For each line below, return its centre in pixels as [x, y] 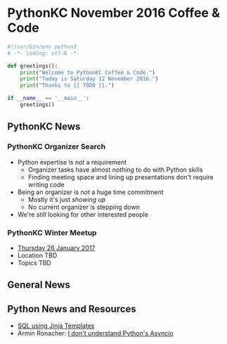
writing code [46, 184]
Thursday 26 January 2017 [56, 248]
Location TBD [37, 255]
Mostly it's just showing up [67, 199]
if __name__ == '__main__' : [48, 98]
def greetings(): [33, 66]
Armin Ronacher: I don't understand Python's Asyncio [95, 333]
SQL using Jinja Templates [56, 326]
